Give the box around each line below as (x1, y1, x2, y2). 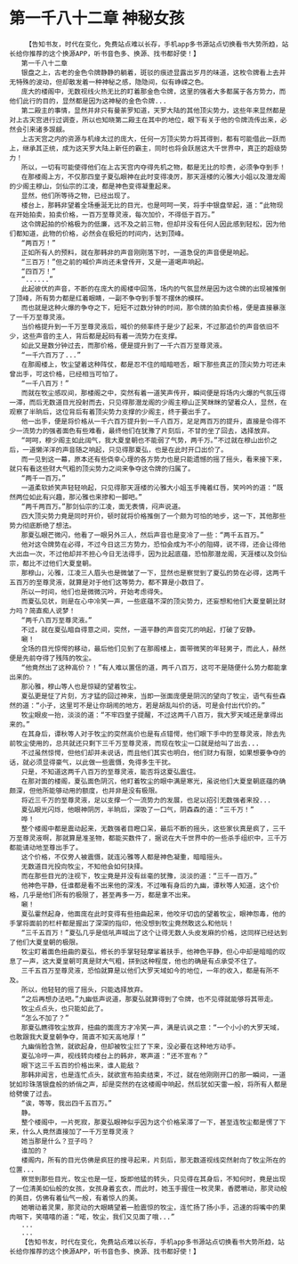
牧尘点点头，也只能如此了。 (20, 1004, 109, 1013)
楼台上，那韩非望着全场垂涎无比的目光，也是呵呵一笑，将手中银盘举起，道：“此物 (20, 201, 278, 209)
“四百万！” (20, 267, 56, 276)
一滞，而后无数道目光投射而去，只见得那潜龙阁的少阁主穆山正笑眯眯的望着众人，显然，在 (9, 398, 287, 406)
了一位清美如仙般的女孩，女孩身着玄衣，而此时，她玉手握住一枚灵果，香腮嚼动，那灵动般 (9, 1184, 287, 1193)
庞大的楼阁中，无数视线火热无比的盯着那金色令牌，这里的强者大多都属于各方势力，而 (20, 86, 286, 96)
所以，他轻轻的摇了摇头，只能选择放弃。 (20, 985, 148, 994)
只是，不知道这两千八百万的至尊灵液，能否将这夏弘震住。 (20, 767, 200, 776)
